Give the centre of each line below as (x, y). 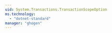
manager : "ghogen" (24, 23)
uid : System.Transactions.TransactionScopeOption (56, 9)
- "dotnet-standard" (30, 18)
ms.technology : (20, 14)
